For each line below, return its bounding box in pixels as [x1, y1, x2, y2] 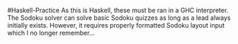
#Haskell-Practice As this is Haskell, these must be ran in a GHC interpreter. [7, 6, 229, 14]
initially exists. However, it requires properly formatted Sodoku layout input [7, 21, 225, 29]
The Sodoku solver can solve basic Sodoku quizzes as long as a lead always [7, 13, 231, 22]
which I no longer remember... [7, 28, 95, 37]
